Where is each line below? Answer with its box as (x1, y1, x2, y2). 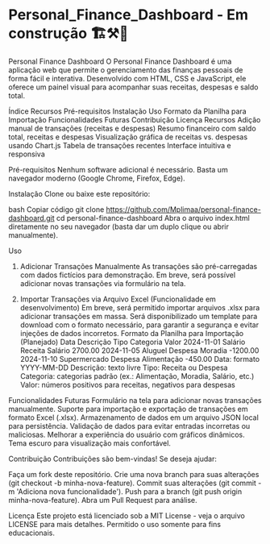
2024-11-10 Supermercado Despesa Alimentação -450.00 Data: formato (19, 354, 260, 363)
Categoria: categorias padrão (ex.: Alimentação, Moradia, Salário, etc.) (19, 371, 255, 380)
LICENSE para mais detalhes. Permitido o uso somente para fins (8, 519, 222, 529)
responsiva (8, 149, 46, 159)
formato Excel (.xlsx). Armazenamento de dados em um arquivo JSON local (8, 413, 260, 422)
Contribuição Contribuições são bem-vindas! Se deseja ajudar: (8, 454, 218, 463)
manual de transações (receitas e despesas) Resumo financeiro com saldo (8, 123, 256, 133)
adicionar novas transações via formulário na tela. (19, 278, 186, 288)
